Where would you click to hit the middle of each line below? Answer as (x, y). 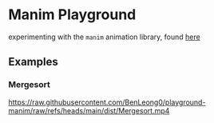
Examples (33, 62)
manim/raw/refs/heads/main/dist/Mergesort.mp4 (89, 110)
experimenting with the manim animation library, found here (105, 37)
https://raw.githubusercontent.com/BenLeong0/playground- (107, 102)
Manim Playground (72, 15)
